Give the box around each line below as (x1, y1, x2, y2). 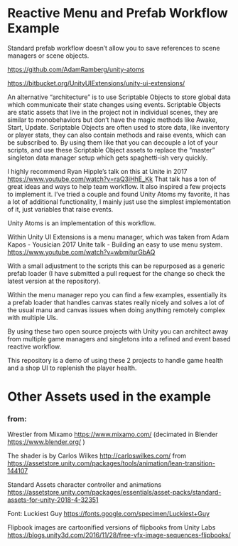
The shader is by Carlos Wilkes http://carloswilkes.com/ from (7, 451, 187, 460)
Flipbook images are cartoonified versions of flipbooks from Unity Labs (7, 523, 216, 532)
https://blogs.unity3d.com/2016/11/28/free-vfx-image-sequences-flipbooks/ (7, 531, 231, 540)
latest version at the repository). (7, 277, 101, 285)
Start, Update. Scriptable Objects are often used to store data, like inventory (7, 123, 229, 131)
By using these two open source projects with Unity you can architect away (7, 326, 229, 336)
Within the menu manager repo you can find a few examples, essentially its (7, 290, 227, 299)
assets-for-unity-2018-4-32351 (7, 495, 99, 504)
